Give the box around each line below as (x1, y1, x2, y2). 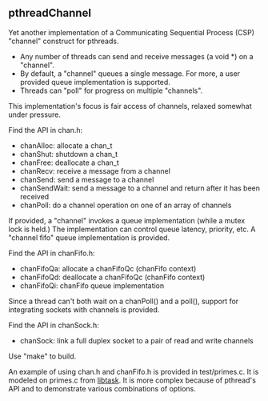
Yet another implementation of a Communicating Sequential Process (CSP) (8, 27, 254, 37)
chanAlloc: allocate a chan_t (19, 140, 113, 150)
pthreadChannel (8, 6, 92, 20)
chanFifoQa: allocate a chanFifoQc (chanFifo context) (19, 263, 197, 273)
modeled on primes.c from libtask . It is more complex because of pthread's (8, 375, 256, 385)
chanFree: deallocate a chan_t (19, 158, 120, 167)
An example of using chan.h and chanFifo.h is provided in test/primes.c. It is (8, 367, 259, 376)
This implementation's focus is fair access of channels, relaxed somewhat (8, 101, 252, 110)
